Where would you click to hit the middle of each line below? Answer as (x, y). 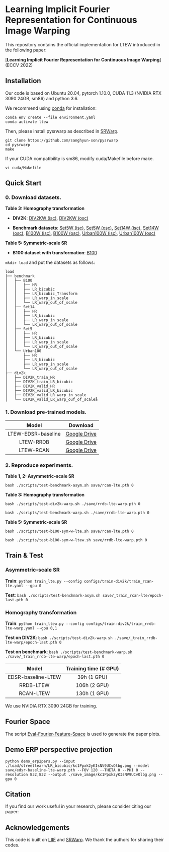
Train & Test (24, 556)
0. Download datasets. (33, 197)
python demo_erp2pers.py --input (40, 761)
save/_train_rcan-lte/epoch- (133, 595)
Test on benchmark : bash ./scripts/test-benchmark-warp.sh (69, 652)
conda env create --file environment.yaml (50, 117)
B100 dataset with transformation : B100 (55, 253)
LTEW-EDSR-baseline (34, 434)
